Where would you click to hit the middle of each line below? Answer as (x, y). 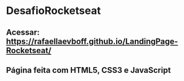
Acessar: (23, 32)
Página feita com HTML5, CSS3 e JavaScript (88, 70)
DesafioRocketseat (54, 11)
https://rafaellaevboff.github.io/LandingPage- (92, 41)
